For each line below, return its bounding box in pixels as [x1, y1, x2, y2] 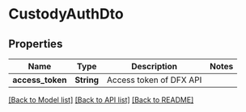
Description [131, 61, 178, 72]
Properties [8, 37, 63, 51]
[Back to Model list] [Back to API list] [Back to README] [8, 95, 194, 105]
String [74, 74, 100, 85]
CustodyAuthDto [8, 5, 124, 23]
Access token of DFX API [106, 74, 202, 85]
